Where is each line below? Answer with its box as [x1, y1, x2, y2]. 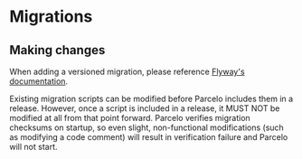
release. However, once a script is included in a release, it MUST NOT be [9, 103, 280, 114]
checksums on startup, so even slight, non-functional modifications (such [9, 122, 285, 133]
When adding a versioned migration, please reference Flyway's [9, 66, 246, 77]
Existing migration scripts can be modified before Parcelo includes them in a [9, 93, 294, 104]
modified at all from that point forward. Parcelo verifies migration [9, 113, 250, 123]
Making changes [9, 42, 106, 58]
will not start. [9, 142, 58, 152]
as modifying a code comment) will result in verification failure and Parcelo [9, 132, 288, 142]
